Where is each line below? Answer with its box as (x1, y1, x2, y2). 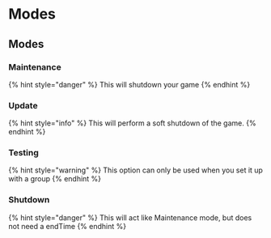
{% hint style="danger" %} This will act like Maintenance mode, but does (8, 212, 252, 223)
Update (8, 100, 38, 111)
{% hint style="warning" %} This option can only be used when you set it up (8, 165, 263, 175)
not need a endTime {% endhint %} (8, 221, 127, 231)
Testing (8, 147, 39, 159)
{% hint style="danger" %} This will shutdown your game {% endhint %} (8, 79, 251, 89)
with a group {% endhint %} (8, 174, 102, 184)
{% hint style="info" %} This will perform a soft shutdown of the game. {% (8, 118, 256, 128)
